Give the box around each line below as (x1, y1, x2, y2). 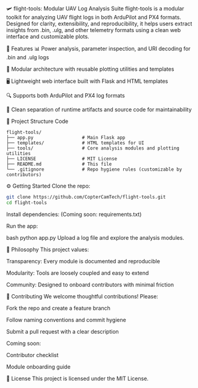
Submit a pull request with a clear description (6, 327, 119, 335)
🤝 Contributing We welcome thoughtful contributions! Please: (6, 292, 159, 300)
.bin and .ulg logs (6, 54, 49, 61)
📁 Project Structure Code (6, 117, 69, 125)
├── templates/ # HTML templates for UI (6, 140, 145, 146)
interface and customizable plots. (6, 33, 89, 40)
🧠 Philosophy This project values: (6, 246, 89, 253)
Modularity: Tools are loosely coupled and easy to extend (6, 269, 149, 277)
